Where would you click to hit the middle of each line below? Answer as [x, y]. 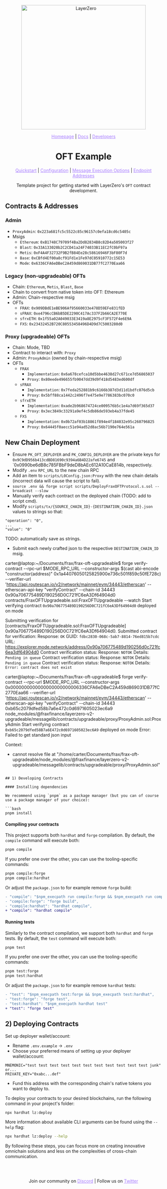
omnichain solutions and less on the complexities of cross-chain [71, 1151]
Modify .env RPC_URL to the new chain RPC [56, 470]
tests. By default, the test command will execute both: [61, 938]
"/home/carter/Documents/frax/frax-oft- [98, 755]
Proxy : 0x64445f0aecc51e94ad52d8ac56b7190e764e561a [81, 427]
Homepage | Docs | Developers [83, 136]
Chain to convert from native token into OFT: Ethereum [68, 292]
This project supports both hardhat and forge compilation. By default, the [80, 835]
